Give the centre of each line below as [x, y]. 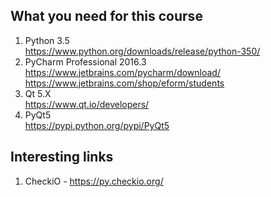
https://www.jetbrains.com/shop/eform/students [124, 83]
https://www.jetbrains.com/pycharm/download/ [122, 72]
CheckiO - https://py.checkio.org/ [94, 181]
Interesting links [62, 157]
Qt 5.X [38, 93]
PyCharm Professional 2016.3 [85, 61]
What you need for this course [106, 16]
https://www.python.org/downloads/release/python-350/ [142, 51]
